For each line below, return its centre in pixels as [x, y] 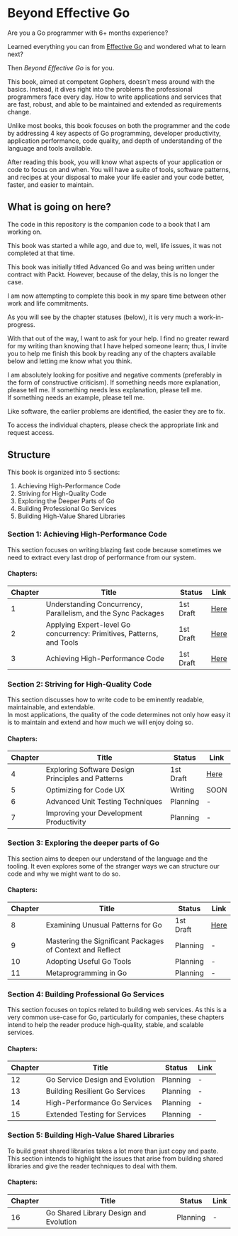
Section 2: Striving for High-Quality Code [80, 684]
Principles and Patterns [84, 778]
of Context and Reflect [83, 950]
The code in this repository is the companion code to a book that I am [109, 224]
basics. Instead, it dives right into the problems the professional [100, 89]
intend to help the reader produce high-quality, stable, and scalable [106, 1025]
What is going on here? [59, 207]
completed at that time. [41, 253]
